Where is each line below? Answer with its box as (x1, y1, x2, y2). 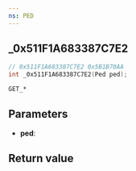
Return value (8, 152, 74, 165)
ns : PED (8, 11, 35, 20)
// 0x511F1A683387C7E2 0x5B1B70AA (8, 63, 125, 71)
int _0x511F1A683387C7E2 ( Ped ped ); (8, 70, 128, 79)
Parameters (8, 106, 68, 121)
